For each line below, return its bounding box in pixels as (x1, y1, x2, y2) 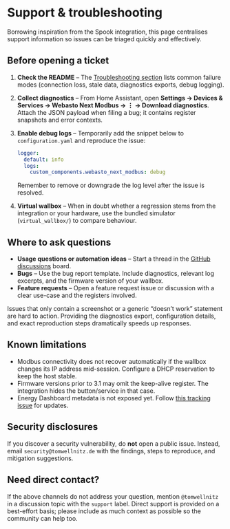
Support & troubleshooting (7, 5, 163, 21)
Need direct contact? (7, 474, 100, 486)
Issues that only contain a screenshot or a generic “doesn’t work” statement (7, 305, 223, 313)
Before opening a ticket (7, 55, 109, 67)
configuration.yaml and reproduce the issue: (17, 136, 146, 144)
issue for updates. (17, 401, 69, 409)
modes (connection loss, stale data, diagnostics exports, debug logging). (17, 80, 224, 89)
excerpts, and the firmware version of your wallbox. (17, 277, 164, 285)
